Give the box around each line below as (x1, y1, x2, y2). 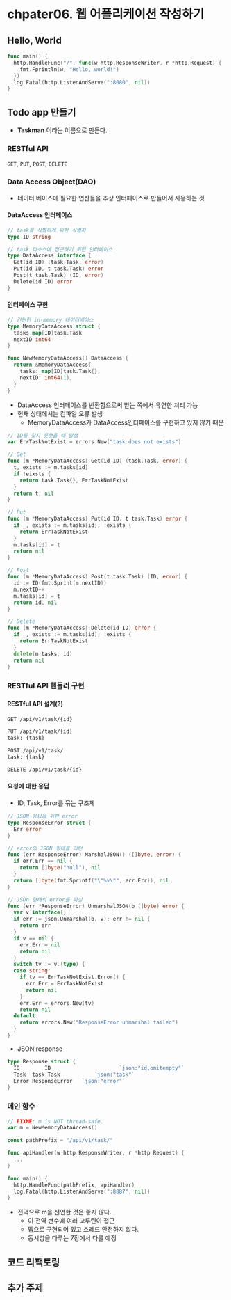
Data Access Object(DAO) (7, 177, 96, 187)
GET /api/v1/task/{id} (7, 715, 73, 722)
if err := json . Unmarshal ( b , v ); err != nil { (13, 916, 151, 923)
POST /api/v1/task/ (7, 747, 64, 754)
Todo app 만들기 (7, 106, 76, 118)
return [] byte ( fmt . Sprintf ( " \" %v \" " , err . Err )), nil (13, 877, 169, 884)
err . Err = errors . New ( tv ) (19, 999, 95, 1006)
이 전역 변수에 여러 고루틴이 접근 (27, 1216, 115, 1225)
